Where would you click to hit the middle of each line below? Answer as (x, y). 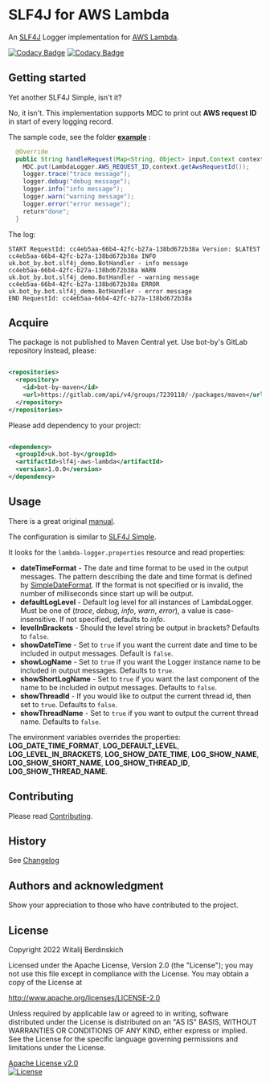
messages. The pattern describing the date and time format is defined (136, 576)
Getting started (47, 78)
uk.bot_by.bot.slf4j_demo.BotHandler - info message (98, 263)
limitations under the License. (57, 1047)
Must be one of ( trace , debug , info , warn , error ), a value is (116, 610)
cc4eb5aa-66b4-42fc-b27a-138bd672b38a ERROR (84, 284)
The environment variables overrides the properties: (94, 737)
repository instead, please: (52, 350)
